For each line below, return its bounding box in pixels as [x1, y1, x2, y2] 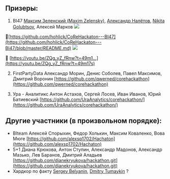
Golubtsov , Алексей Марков [12, 23, 73, 30]
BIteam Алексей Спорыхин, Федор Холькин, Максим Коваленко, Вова [12, 130, 165, 136]
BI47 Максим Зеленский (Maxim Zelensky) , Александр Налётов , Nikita [12, 17, 165, 23]
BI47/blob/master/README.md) [5, 45, 72, 51]
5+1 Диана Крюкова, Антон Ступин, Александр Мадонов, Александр [12, 146, 162, 152]
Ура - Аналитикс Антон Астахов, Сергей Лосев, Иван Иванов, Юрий [12, 91, 161, 97]
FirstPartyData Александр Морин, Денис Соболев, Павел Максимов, [12, 70, 162, 76]
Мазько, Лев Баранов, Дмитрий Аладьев [12, 151, 102, 158]
